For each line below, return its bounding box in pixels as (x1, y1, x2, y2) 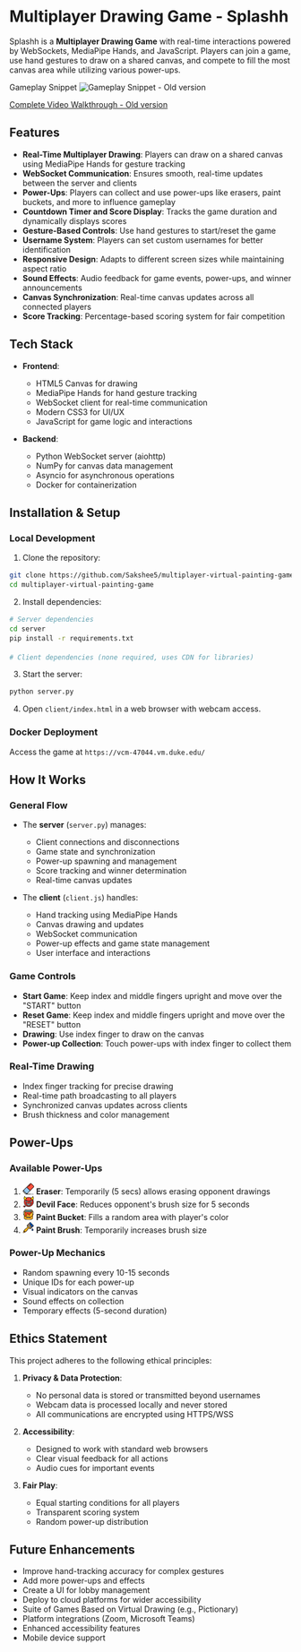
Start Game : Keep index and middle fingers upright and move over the (21, 990, 282, 1001)
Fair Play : (21, 1480, 58, 1491)
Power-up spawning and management (35, 856, 177, 866)
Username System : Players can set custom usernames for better (21, 235, 263, 245)
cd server (9, 624, 47, 633)
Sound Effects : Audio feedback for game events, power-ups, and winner (21, 272, 292, 283)
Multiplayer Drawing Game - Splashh (9, 6, 289, 27)
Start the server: (21, 669, 83, 680)
